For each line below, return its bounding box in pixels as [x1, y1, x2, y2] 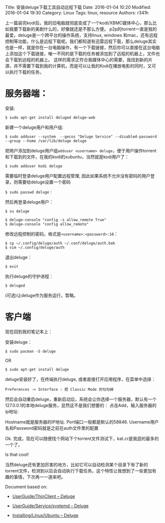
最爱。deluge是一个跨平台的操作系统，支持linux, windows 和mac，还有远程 [5, 32, 158, 38]
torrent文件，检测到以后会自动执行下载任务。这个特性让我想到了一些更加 [5, 467, 152, 473]
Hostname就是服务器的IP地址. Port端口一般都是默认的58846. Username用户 [5, 419, 159, 425]
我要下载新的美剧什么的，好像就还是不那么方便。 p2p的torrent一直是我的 [9, 26, 157, 32]
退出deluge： [5, 254, 32, 260]
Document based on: [5, 484, 48, 490]
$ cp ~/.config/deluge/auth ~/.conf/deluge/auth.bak [5, 240, 115, 246]
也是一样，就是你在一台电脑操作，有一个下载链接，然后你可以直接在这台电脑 [5, 45, 160, 50]
